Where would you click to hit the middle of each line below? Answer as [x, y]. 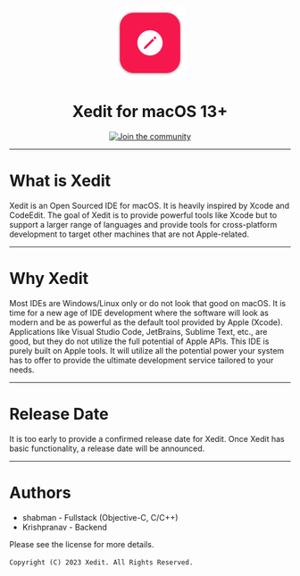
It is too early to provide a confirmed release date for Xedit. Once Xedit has [147, 438]
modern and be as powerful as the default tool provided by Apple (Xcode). [146, 322]
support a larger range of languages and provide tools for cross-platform [143, 224]
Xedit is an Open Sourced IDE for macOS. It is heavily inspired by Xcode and [150, 205]
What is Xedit [60, 181]
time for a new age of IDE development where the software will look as [139, 313]
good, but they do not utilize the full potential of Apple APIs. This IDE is [139, 341]
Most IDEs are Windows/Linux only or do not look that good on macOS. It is [148, 303]
